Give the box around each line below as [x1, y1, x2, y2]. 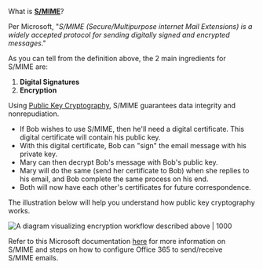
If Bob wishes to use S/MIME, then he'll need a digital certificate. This [19, 125, 245, 133]
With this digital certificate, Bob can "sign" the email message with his [19, 141, 247, 150]
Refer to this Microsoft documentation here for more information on [8, 237, 226, 245]
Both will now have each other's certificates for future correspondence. [19, 183, 251, 191]
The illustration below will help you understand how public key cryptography [8, 198, 255, 207]
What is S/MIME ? [8, 7, 64, 16]
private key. [19, 149, 57, 158]
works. [8, 206, 31, 215]
